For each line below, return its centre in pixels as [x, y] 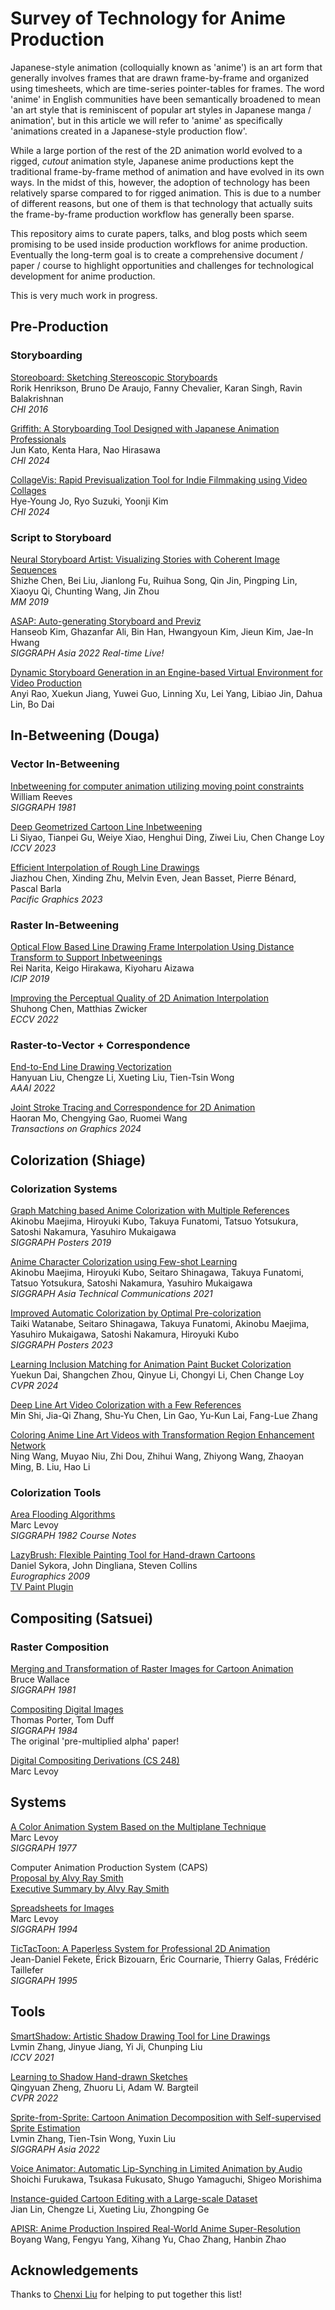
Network [28, 1445]
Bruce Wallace [40, 1679]
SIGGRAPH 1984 [44, 1730]
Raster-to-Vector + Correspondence [100, 1045]
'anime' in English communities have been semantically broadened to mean [166, 99]
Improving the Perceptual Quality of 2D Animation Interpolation [139, 998]
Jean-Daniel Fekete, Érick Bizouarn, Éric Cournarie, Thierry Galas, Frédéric [164, 1959]
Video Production [46, 683]
